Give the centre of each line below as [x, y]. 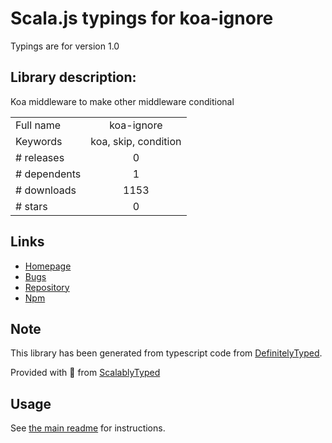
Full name [38, 125]
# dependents [48, 174]
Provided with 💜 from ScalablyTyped [85, 373]
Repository [47, 287]
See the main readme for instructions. [88, 428]
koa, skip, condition [136, 141]
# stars [31, 206]
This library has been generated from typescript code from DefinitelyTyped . [166, 353]
